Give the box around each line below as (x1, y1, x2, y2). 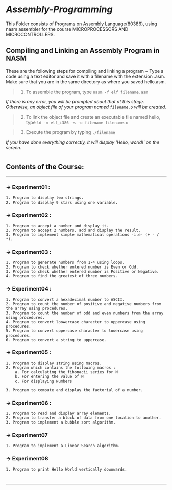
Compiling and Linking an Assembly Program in (6, 46, 160, 55)
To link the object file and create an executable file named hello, (26, 114, 161, 120)
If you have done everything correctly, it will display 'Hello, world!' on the (6, 139, 160, 145)
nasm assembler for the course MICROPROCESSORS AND (6, 26, 129, 32)
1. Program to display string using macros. (6, 361, 102, 366)
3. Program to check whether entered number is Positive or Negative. (6, 269, 159, 274)
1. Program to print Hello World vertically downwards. (6, 466, 127, 472)
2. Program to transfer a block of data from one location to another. (6, 415, 161, 420)
